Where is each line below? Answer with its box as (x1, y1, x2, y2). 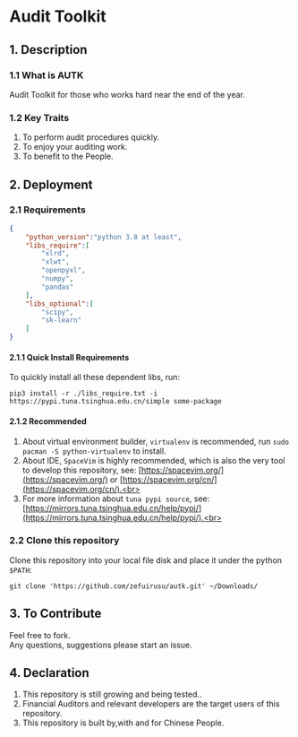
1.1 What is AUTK (9, 69, 84, 82)
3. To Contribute (9, 606, 102, 621)
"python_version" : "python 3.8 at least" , (25, 232, 182, 241)
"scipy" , (41, 308, 74, 316)
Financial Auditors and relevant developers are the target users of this (21, 698, 280, 709)
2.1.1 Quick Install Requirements (9, 351, 130, 362)
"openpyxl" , (41, 266, 87, 275)
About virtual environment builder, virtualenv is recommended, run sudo (21, 436, 289, 447)
